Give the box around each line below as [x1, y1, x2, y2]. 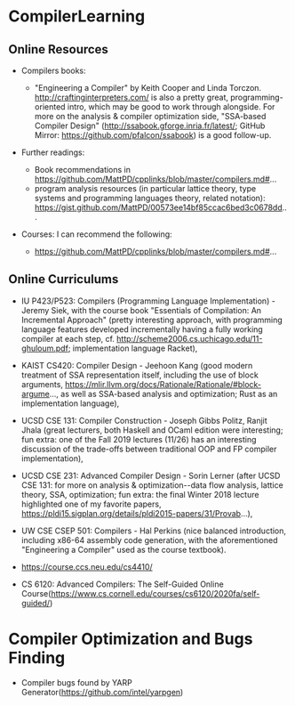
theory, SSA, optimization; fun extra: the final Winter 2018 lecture [20, 489, 259, 499]
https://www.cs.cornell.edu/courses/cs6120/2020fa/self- [51, 588, 260, 598]
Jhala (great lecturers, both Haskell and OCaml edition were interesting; [20, 425, 283, 435]
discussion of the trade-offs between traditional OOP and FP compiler [20, 443, 277, 454]
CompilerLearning [8, 6, 146, 27]
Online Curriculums [8, 272, 119, 287]
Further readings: [20, 147, 85, 158]
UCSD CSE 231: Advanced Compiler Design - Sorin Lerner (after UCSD [20, 470, 281, 481]
